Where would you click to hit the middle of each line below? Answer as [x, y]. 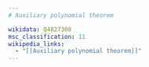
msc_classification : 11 [47, 37]
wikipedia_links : [36, 44]
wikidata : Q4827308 [40, 29]
